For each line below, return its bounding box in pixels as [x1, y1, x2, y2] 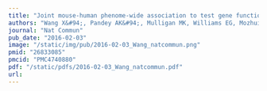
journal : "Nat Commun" [8, 26, 83, 34]
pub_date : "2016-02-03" [8, 33, 87, 42]
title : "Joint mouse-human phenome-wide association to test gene [8, 11, 233, 20]
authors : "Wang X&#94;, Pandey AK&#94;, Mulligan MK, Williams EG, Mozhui [8, 19, 261, 27]
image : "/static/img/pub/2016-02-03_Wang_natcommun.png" [8, 41, 201, 49]
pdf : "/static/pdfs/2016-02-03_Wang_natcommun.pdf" [8, 63, 183, 71]
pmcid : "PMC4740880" [8, 56, 77, 64]
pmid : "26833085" [8, 48, 66, 56]
